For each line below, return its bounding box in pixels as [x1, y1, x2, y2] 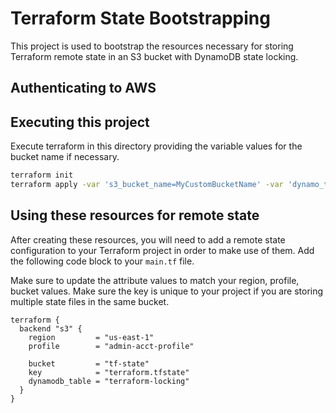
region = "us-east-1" [28, 332, 155, 342]
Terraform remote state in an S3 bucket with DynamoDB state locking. [10, 50, 299, 62]
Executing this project [10, 113, 150, 131]
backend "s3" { [19, 323, 83, 334]
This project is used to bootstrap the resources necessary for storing [10, 40, 294, 52]
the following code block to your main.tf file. [10, 255, 195, 267]
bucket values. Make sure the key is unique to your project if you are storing [10, 285, 324, 297]
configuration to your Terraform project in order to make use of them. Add [10, 244, 315, 256]
